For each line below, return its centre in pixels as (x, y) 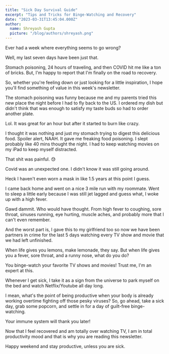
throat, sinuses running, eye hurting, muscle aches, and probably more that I (84, 214)
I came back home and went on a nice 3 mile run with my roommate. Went (82, 188)
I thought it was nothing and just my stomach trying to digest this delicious (82, 133)
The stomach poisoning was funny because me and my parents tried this (81, 97)
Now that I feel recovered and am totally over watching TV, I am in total (79, 331)
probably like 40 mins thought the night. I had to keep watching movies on (82, 144)
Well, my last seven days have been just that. (52, 58)
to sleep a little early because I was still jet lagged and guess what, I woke (82, 194)
